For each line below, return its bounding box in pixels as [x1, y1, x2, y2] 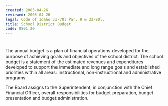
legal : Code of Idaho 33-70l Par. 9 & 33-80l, [5, 17, 105, 22]
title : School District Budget [5, 21, 71, 27]
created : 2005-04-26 [5, 7, 49, 13]
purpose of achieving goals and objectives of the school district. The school [5, 54, 163, 60]
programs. [5, 75, 27, 81]
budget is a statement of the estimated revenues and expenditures [5, 59, 144, 65]
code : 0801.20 [5, 26, 35, 31]
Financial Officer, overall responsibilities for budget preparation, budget [5, 90, 154, 96]
